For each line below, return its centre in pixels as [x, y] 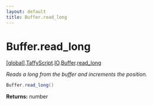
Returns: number [27, 97]
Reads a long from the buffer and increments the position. [77, 74]
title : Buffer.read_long [37, 17]
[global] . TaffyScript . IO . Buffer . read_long [54, 63]
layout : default [26, 12]
